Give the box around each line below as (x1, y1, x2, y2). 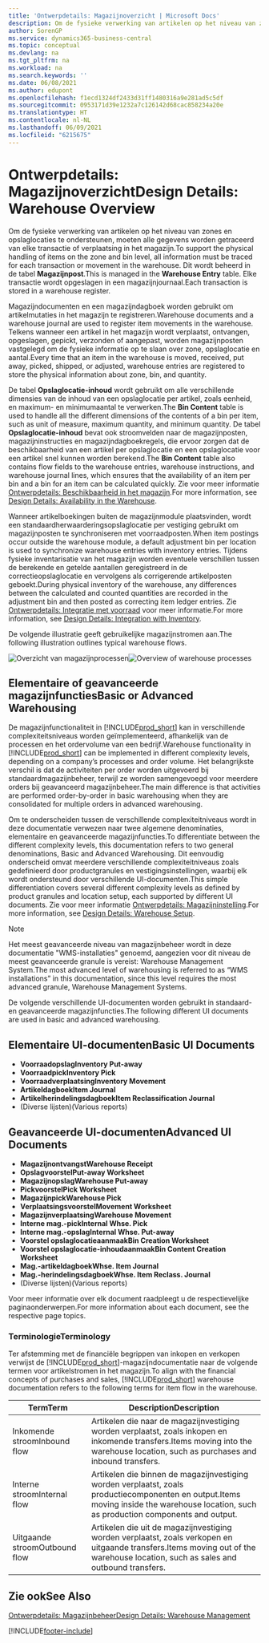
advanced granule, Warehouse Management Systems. (8, 982, 187, 992)
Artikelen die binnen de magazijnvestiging (90, 1469, 249, 1480)
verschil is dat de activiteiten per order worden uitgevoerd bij (8, 765, 210, 775)
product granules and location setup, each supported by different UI (8, 892, 234, 901)
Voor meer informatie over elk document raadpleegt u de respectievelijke (8, 1294, 250, 1303)
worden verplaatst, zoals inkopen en (90, 1426, 227, 1437)
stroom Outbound (12, 1542, 77, 1553)
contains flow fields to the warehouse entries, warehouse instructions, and (8, 462, 255, 471)
